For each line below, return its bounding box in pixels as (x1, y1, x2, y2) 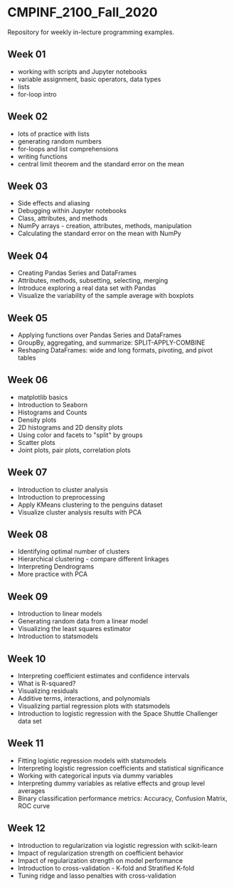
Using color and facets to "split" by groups (17, 431, 144, 439)
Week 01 (7, 48, 46, 60)
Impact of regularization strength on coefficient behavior (17, 849, 184, 857)
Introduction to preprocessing (17, 493, 105, 501)
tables (17, 353, 36, 362)
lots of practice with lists (17, 129, 90, 138)
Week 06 (7, 374, 48, 386)
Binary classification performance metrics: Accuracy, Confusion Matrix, (17, 794, 228, 802)
